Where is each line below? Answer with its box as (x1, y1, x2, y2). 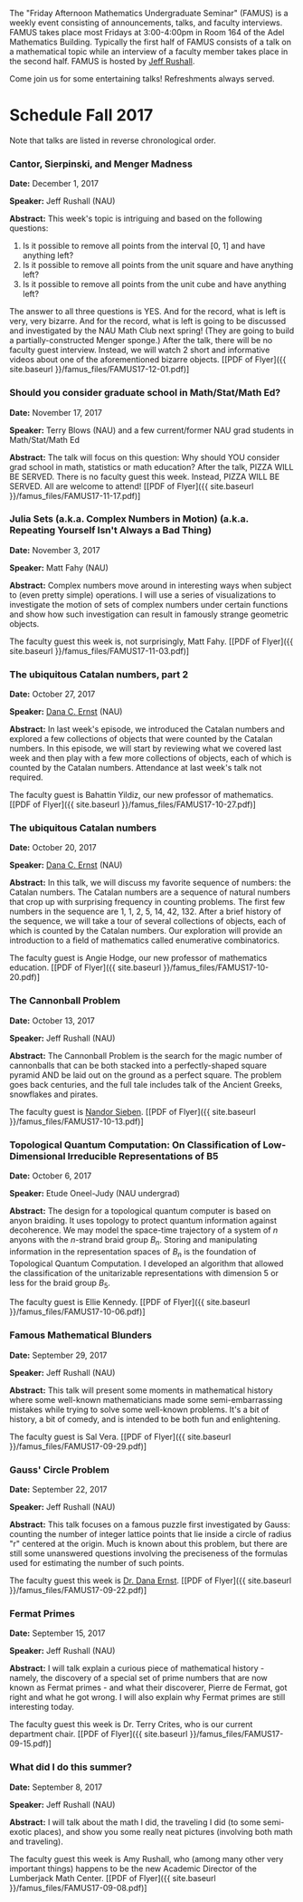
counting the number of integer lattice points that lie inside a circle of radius (9, 1529, 292, 1539)
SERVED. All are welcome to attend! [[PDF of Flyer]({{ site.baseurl (9, 480, 254, 492)
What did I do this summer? (9, 1761, 133, 1773)
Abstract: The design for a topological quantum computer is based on (9, 1206, 271, 1216)
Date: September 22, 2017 (9, 1484, 108, 1494)
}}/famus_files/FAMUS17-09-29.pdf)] (9, 1440, 147, 1452)
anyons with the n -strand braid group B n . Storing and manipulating (9, 1234, 258, 1247)
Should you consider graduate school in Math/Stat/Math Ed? (9, 387, 281, 399)
